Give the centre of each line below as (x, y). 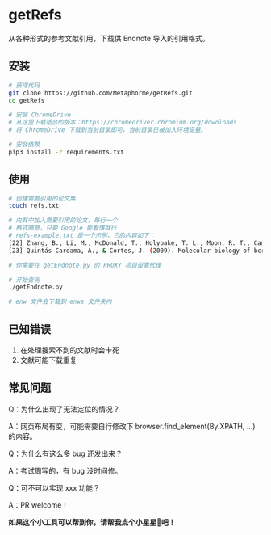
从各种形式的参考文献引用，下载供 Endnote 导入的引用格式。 (109, 38)
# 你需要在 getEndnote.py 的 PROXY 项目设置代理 (85, 265)
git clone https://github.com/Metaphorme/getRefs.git (101, 93)
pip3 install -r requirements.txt (67, 152)
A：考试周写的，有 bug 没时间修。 (65, 470)
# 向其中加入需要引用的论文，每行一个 (63, 221)
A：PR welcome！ (39, 505)
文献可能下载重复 (48, 360)
